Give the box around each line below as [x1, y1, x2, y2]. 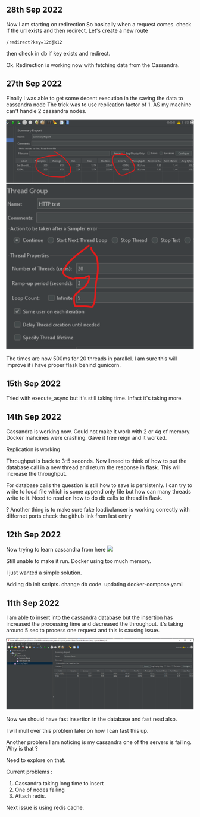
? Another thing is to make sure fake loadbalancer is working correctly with [6, 506, 190, 513]
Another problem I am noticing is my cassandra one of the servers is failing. [6, 738, 192, 746]
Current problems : [6, 768, 52, 775]
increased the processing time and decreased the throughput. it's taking [6, 620, 183, 628]
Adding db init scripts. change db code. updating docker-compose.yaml [6, 581, 183, 588]
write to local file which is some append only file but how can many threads [6, 488, 192, 495]
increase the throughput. [6, 470, 67, 477]
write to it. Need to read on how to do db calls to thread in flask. [6, 494, 162, 501]
